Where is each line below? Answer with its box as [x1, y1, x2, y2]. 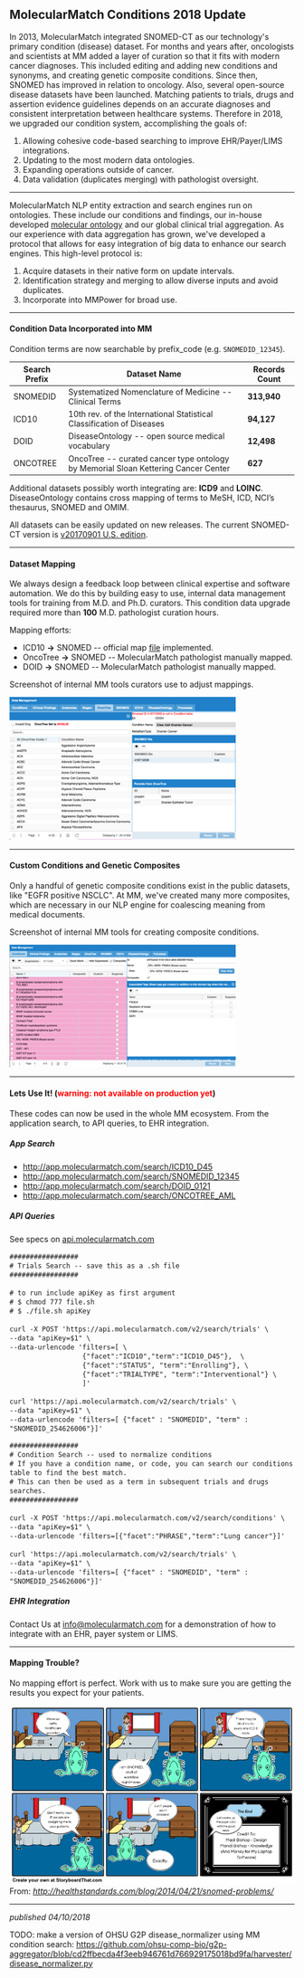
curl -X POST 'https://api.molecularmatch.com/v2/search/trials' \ [9, 1325, 270, 1334]
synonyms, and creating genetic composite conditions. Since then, [9, 70, 258, 81]
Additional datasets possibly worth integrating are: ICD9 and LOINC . [9, 483, 264, 494]
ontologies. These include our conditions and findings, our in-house [9, 209, 262, 220]
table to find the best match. [9, 1468, 128, 1478]
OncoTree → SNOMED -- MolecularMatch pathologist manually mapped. [22, 651, 293, 663]
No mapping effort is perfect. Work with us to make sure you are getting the [9, 1678, 292, 1688]
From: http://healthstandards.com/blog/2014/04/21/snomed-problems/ [9, 1886, 274, 1897]
